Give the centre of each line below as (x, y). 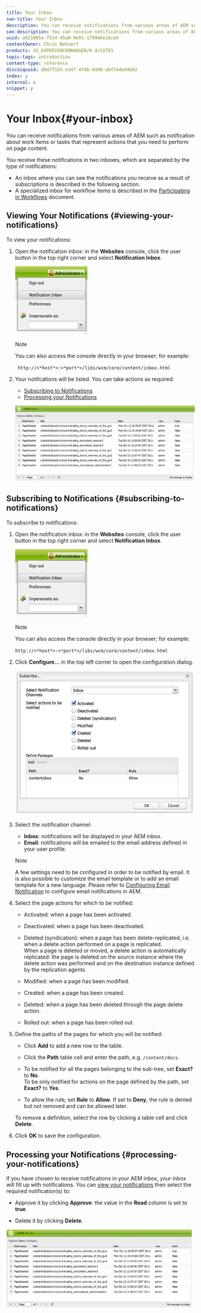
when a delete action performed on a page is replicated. (93, 944)
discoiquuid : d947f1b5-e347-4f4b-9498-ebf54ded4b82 (72, 70)
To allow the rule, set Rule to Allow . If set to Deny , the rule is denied (108, 1100)
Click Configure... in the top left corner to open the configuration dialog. (104, 662)
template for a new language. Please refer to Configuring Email (92, 885)
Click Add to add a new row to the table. (74, 1046)
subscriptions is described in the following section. (77, 184)
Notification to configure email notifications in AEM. (78, 892)
